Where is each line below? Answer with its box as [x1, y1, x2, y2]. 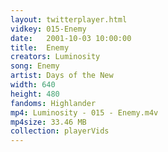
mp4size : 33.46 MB [10, 117, 87, 127]
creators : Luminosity [10, 52, 101, 62]
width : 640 [10, 80, 56, 90]
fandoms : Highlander [10, 98, 97, 108]
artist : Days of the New [10, 71, 114, 81]
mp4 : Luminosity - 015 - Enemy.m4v [10, 107, 159, 118]
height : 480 [10, 89, 60, 99]
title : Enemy [10, 42, 70, 53]
